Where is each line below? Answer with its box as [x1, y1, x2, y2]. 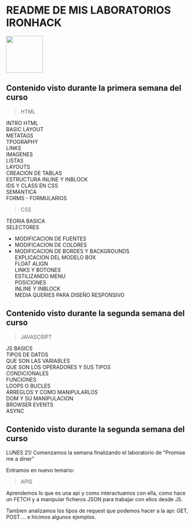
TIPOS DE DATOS [6, 351, 49, 358]
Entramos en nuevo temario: [6, 467, 75, 474]
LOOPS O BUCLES [6, 382, 51, 389]
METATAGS [6, 132, 34, 139]
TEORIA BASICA [6, 217, 45, 224]
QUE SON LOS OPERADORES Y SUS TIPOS [6, 363, 111, 370]
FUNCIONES [6, 376, 36, 383]
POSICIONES [14, 279, 46, 286]
